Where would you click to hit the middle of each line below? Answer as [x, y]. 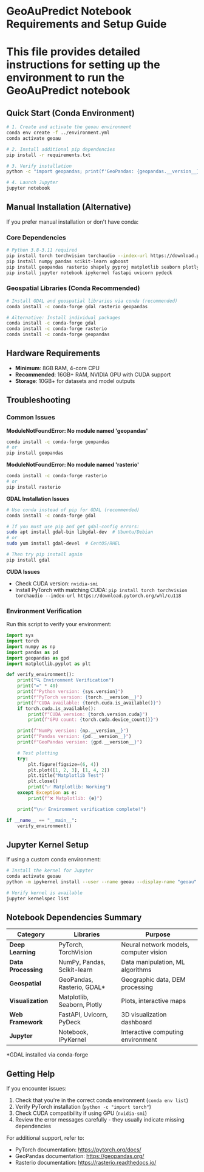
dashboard [137, 1022]
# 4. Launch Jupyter [32, 183]
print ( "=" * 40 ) [38, 686]
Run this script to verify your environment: [59, 624]
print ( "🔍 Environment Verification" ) [66, 680]
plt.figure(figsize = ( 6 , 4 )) [63, 764]
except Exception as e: [47, 793]
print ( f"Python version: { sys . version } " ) [70, 692]
